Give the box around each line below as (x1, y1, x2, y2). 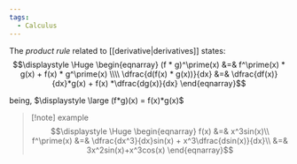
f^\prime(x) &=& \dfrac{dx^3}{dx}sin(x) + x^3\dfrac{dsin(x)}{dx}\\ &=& (32, 135, 288, 145)
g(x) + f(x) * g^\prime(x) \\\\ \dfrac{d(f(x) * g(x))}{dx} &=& (20, 68, 231, 79)
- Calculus (17, 21, 58, 30)
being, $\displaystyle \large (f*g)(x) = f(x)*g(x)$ (9, 94, 184, 106)
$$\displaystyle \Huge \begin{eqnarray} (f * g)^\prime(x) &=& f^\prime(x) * (12, 59, 285, 70)
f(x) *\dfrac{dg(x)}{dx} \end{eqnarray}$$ (95, 78, 246, 88)
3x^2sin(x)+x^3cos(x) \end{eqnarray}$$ (86, 145, 234, 155)
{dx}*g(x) (51, 78, 87, 88)
